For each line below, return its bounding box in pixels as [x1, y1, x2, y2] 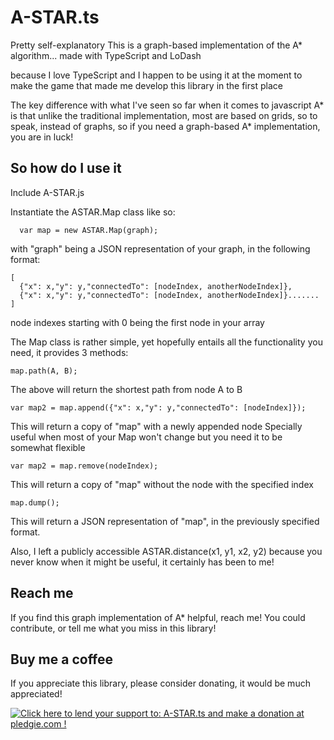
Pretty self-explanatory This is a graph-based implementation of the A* [10, 39, 303, 51]
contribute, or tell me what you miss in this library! [10, 622, 217, 634]
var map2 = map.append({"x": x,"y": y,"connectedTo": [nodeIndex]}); [10, 402, 307, 413]
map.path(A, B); [10, 366, 78, 376]
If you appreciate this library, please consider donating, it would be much [10, 677, 311, 690]
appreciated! [10, 688, 63, 700]
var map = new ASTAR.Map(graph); [19, 225, 159, 235]
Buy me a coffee [10, 651, 114, 668]
